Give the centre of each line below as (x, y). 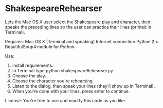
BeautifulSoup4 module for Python (40, 46)
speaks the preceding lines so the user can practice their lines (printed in (78, 27)
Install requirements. (33, 65)
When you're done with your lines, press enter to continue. (71, 91)
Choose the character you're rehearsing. (53, 81)
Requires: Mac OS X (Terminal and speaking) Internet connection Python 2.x (81, 41)
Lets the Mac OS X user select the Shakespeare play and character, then (78, 22)
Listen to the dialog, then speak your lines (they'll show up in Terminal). (83, 86)
